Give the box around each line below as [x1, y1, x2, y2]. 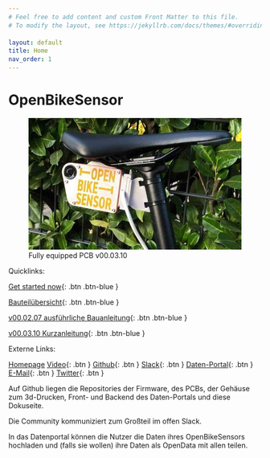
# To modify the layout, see [8, 21, 106, 30]
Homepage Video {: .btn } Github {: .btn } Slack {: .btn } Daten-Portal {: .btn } [8, 360, 254, 370]
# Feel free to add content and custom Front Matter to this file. [8, 13, 239, 21]
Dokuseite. [8, 401, 44, 411]
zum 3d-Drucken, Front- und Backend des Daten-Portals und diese [8, 392, 231, 402]
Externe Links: [8, 344, 56, 354]
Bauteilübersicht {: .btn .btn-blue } [8, 297, 120, 307]
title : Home [8, 47, 48, 55]
